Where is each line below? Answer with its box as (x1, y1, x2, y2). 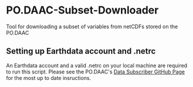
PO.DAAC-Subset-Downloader (6, 4, 159, 17)
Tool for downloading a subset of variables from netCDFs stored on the (6, 23, 178, 30)
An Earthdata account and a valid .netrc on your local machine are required (6, 62, 188, 69)
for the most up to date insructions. (6, 74, 92, 81)
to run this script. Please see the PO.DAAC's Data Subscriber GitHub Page (6, 68, 185, 75)
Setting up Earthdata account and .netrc (6, 46, 156, 56)
